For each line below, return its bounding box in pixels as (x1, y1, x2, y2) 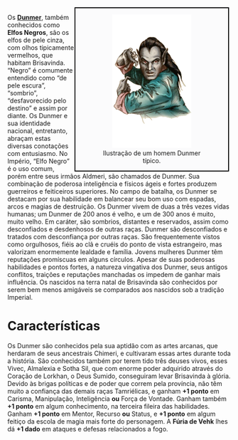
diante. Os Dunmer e (7, 112, 68, 120)
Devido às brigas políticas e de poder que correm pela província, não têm (7, 379, 222, 387)
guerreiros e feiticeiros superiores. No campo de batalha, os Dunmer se (7, 187, 217, 195)
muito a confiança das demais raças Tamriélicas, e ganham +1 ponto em (7, 387, 220, 395)
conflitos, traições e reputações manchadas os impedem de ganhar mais (7, 271, 221, 278)
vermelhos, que (7, 51, 53, 59)
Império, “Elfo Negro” (7, 157, 70, 165)
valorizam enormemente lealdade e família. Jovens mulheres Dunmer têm (7, 248, 223, 256)
